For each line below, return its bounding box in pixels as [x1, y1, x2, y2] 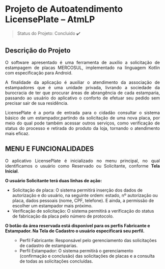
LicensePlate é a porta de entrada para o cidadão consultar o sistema [5, 109, 160, 116]
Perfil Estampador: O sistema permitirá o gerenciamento [19, 247, 134, 253]
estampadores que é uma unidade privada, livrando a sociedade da [5, 84, 160, 90]
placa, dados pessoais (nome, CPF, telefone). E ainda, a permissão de [12, 197, 154, 203]
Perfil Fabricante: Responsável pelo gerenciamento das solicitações [19, 237, 157, 243]
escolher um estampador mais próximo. [12, 202, 93, 209]
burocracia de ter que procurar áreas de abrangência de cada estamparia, [5, 90, 160, 96]
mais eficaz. [5, 130, 30, 136]
